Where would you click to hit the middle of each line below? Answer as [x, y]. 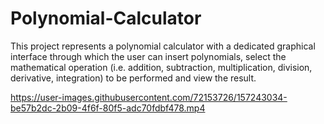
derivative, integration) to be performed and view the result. [133, 78]
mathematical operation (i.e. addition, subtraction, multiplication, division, [161, 67]
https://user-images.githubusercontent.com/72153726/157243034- [149, 97]
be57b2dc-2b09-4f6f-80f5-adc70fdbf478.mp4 [108, 108]
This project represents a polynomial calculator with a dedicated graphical [163, 46]
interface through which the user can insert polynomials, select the [148, 56]
